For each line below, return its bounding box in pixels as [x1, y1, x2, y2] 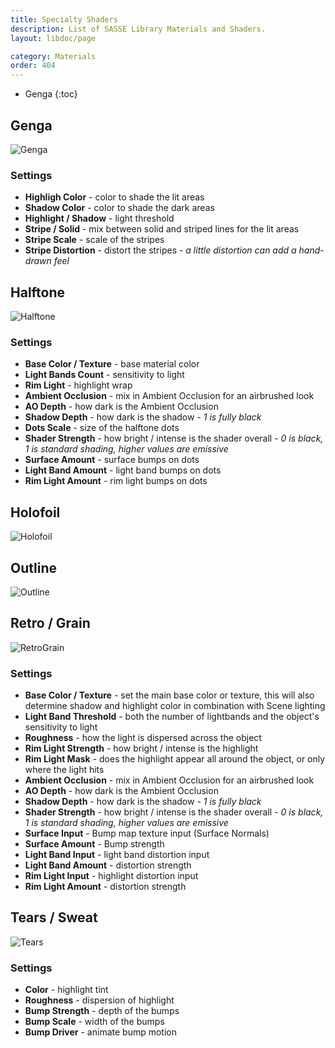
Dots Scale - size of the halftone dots [24, 422, 180, 434]
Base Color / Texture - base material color [24, 358, 200, 370]
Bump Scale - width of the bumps [24, 1016, 165, 1028]
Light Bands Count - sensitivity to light [24, 369, 185, 381]
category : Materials [10, 51, 97, 61]
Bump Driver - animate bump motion [24, 1026, 177, 1038]
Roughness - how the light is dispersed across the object [24, 732, 262, 744]
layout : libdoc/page [10, 33, 97, 43]
